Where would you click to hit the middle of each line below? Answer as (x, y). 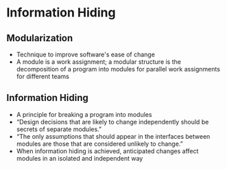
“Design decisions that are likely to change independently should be (112, 122)
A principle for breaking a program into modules (84, 114)
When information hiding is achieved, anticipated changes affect (107, 151)
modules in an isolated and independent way (80, 158)
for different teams (43, 76)
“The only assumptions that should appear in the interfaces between (113, 136)
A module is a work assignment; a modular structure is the (98, 62)
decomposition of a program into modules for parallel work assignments (118, 69)
